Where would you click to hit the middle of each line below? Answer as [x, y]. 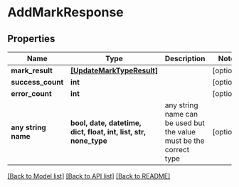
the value [180, 132]
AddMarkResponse [66, 12]
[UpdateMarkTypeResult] [114, 70]
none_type [89, 141]
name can [181, 114]
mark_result [32, 70]
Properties [31, 39]
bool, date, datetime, [106, 123]
